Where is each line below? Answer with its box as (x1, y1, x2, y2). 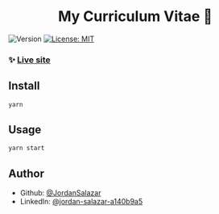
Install (8, 79, 40, 93)
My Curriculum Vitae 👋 (57, 7, 213, 26)
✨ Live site (8, 54, 51, 65)
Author (8, 166, 44, 180)
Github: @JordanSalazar (19, 188, 101, 198)
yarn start (8, 145, 45, 153)
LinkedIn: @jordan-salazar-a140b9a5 (19, 197, 143, 207)
